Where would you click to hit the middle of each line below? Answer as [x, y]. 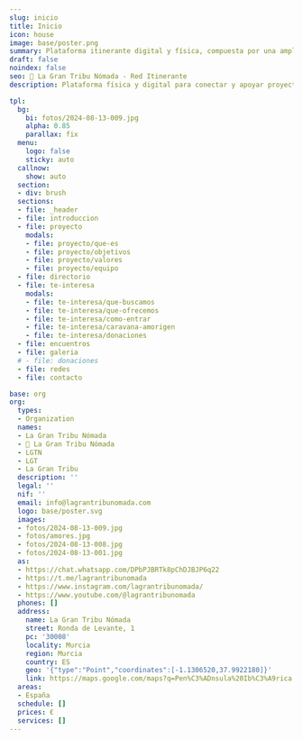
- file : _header [48, 210]
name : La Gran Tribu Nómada [78, 620]
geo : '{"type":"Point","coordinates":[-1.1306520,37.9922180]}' [149, 671]
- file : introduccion [58, 218]
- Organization [46, 419]
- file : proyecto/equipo [72, 269]
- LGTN [30, 452]
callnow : [34, 168]
